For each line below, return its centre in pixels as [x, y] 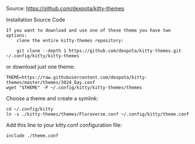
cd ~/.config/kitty [30, 109]
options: [17, 36]
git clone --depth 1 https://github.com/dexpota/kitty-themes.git [99, 51]
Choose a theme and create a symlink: [52, 98]
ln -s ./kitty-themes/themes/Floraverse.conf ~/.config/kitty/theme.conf [98, 114]
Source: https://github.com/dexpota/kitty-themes [65, 8]
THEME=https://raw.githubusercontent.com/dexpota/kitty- [77, 78]
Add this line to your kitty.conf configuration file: [64, 125]
